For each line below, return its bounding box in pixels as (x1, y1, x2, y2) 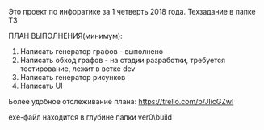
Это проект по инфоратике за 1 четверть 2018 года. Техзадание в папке (8, 7, 256, 16)
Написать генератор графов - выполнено (19, 47, 164, 56)
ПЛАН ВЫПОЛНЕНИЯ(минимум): (8, 31, 123, 40)
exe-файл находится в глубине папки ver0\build (8, 112, 172, 122)
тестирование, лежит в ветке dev (19, 64, 136, 73)
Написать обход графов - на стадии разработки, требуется (19, 56, 226, 65)
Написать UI (19, 81, 63, 90)
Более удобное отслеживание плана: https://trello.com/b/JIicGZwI (8, 97, 234, 106)
